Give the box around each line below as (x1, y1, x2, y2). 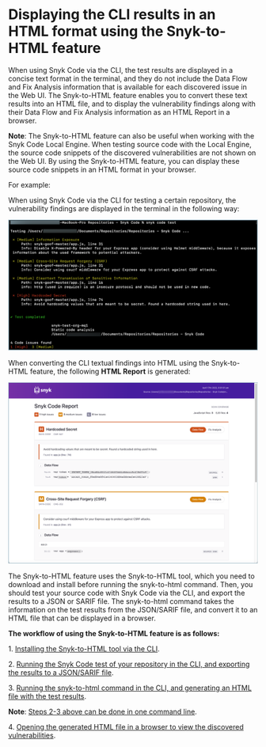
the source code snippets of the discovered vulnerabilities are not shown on (8, 148, 256, 157)
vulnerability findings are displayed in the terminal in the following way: (8, 203, 240, 213)
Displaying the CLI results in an (8, 6, 216, 24)
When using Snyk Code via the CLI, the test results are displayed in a (8, 65, 234, 74)
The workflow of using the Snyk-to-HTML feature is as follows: (8, 628, 220, 638)
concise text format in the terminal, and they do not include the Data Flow (8, 74, 248, 83)
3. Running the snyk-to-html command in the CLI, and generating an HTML (8, 683, 252, 692)
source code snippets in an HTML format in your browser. (8, 165, 196, 174)
